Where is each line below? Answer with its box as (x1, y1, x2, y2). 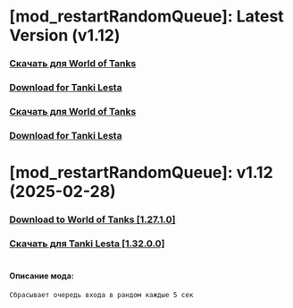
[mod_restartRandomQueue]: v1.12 (9, 163, 274, 183)
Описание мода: (9, 270, 74, 281)
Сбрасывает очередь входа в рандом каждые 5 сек (9, 290, 194, 299)
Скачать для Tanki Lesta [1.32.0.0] (9, 237, 165, 250)
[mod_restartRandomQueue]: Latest (9, 6, 284, 27)
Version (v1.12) (9, 25, 121, 46)
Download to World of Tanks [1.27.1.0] (9, 213, 176, 226)
